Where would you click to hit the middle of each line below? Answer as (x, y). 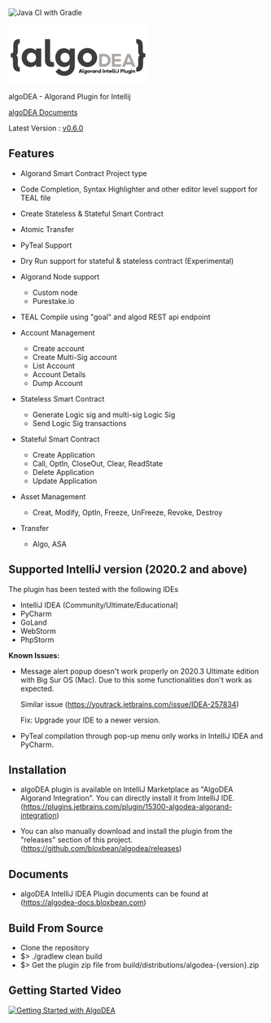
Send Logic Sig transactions (79, 423)
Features (31, 154)
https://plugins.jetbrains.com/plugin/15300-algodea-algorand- (128, 807)
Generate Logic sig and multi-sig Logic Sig (104, 415)
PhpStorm (37, 639)
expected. (37, 688)
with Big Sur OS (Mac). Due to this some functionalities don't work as (136, 679)
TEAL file (35, 198)
